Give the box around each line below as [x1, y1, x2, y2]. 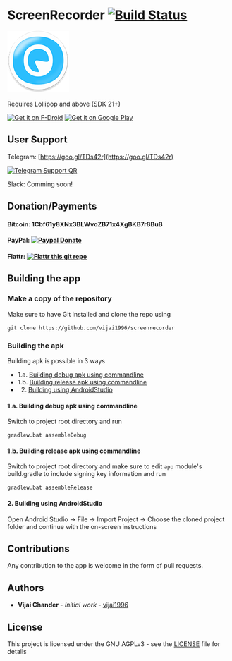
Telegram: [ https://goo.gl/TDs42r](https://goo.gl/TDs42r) [7, 152, 174, 161]
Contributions [7, 542, 70, 554]
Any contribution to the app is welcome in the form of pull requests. [7, 562, 203, 570]
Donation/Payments [7, 200, 97, 212]
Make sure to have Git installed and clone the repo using [7, 310, 171, 318]
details [7, 647, 27, 655]
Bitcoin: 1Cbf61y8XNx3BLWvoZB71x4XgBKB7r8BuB [7, 219, 163, 229]
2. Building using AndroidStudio [7, 499, 103, 507]
